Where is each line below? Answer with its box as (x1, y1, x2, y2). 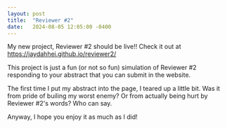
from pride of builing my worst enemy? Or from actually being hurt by (7, 92, 209, 100)
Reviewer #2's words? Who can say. (7, 99, 112, 108)
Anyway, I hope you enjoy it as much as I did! (7, 113, 138, 121)
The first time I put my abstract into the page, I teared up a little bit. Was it (7, 85, 220, 93)
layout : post (7, 10, 46, 17)
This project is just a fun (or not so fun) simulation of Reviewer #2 (7, 64, 197, 72)
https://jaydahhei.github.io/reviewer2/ (7, 50, 117, 58)
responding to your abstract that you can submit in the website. (7, 71, 191, 79)
